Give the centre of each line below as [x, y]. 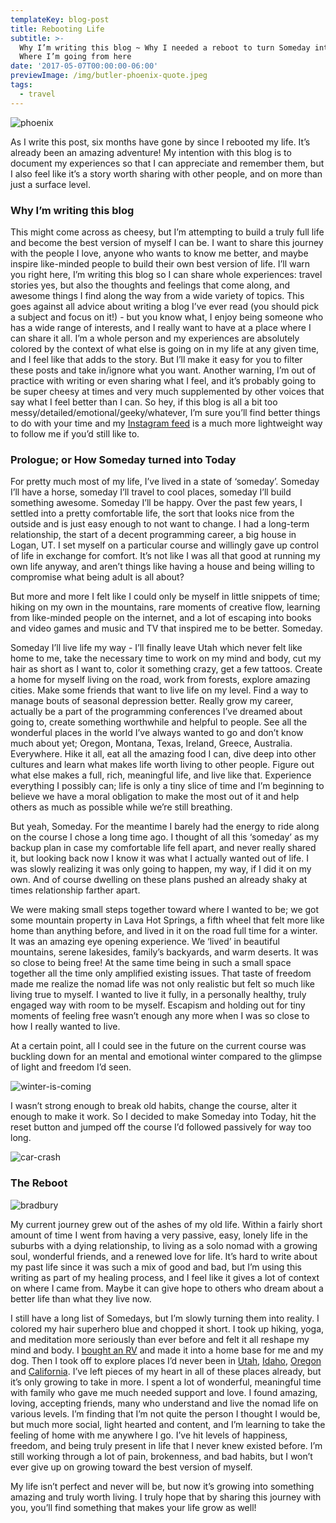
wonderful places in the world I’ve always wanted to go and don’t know [157, 733]
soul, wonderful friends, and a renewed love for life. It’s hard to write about [164, 1256]
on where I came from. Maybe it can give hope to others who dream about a [167, 1288]
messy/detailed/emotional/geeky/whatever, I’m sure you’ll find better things [165, 412]
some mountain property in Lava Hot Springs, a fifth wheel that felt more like [167, 920]
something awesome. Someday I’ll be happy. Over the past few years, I [156, 503]
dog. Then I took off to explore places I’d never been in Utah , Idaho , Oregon [166, 1360]
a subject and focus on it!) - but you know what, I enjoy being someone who [167, 317]
